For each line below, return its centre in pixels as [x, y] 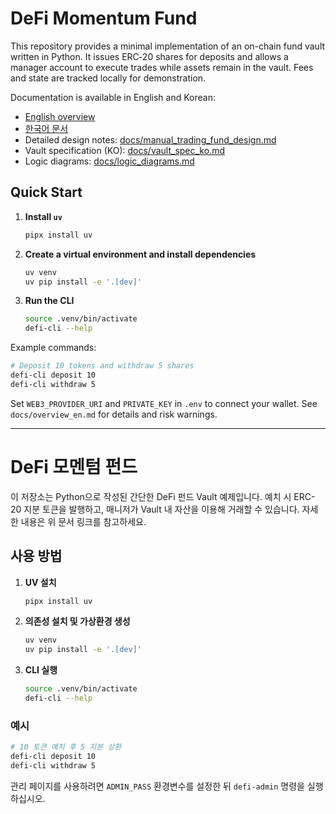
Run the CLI [49, 301]
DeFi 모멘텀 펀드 [74, 466]
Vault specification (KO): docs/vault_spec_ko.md [124, 150]
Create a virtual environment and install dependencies [140, 254]
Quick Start [46, 192]
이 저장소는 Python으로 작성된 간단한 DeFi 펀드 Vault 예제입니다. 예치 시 [151, 496]
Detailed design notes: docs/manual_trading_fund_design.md [150, 139]
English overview [60, 116]
